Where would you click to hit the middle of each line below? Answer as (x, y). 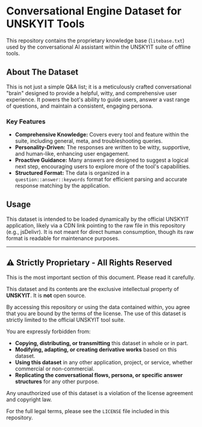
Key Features (26, 121)
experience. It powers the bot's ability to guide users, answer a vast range (98, 99)
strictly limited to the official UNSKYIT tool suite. (66, 319)
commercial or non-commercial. (55, 369)
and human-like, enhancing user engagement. (72, 154)
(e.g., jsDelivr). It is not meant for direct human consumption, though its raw (100, 232)
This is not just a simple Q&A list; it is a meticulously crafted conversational (99, 87)
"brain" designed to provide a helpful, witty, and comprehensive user (92, 93)
